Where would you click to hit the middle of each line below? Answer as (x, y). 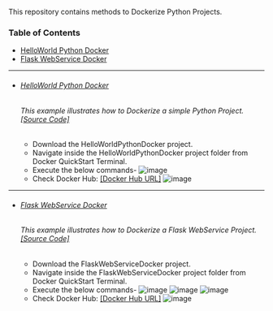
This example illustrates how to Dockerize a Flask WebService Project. (139, 230)
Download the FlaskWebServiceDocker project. (111, 264)
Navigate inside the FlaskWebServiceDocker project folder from (139, 272)
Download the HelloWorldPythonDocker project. (113, 145)
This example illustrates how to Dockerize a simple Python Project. (132, 110)
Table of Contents (45, 32)
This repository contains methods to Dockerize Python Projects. (115, 12)
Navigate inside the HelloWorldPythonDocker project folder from (140, 153)
